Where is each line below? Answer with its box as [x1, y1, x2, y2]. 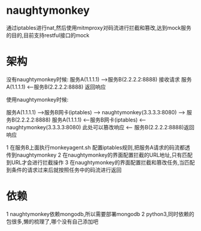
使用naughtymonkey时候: [6, 96, 69, 103]
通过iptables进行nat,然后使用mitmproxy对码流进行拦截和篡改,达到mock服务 [6, 24, 191, 31]
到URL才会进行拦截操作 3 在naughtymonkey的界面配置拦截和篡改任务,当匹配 [6, 159, 195, 166]
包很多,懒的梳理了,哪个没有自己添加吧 [6, 218, 99, 225]
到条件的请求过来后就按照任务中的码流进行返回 [6, 166, 121, 174]
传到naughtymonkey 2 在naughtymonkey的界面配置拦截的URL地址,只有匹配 [6, 151, 193, 159]
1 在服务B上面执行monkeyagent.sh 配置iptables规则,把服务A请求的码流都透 [6, 144, 190, 151]
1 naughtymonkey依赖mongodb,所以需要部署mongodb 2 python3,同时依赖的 [6, 210, 194, 217]
